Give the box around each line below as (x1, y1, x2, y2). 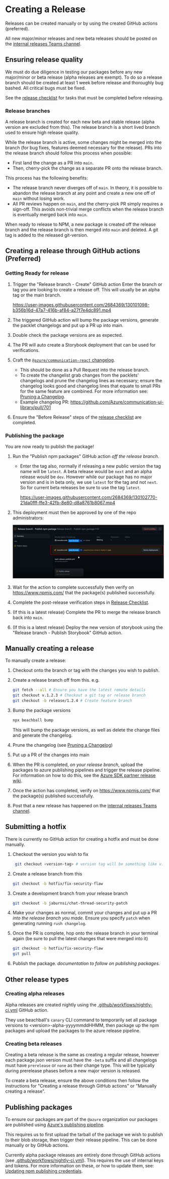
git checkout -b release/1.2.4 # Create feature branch (12, 698, 132, 703)
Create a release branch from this (12, 870, 82, 877)
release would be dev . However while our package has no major (20, 474, 152, 480)
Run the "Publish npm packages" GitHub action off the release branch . (12, 453, 159, 459)
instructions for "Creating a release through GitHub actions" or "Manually (5, 1083, 157, 1089)
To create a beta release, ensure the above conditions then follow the (5, 1078, 149, 1084)
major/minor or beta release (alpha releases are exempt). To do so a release (5, 74, 162, 80)
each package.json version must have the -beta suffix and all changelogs (5, 1057, 157, 1063)
